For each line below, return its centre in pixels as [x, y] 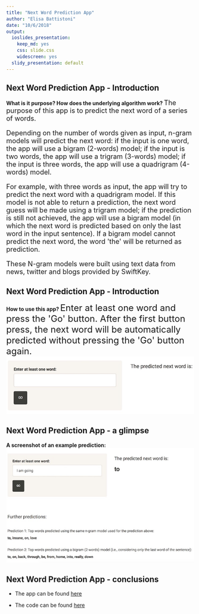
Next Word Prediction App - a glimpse [78, 431]
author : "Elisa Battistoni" [41, 19]
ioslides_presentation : [41, 38]
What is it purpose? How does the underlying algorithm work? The [91, 103]
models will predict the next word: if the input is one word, [98, 141]
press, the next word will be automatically [94, 330]
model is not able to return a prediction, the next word [91, 203]
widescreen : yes [37, 57]
